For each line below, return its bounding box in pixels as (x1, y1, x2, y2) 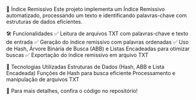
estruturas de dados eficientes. (6, 18, 83, 25)
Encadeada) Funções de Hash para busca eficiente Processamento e (6, 70, 176, 76)
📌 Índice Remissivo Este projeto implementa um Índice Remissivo (6, 6, 165, 12)
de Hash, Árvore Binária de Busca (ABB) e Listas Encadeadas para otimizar (6, 45, 190, 52)
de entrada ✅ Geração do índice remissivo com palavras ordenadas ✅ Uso (6, 38, 189, 46)
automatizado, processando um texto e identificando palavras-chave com (6, 12, 187, 19)
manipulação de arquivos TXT (6, 76, 80, 83)
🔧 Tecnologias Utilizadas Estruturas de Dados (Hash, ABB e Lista (6, 63, 165, 70)
